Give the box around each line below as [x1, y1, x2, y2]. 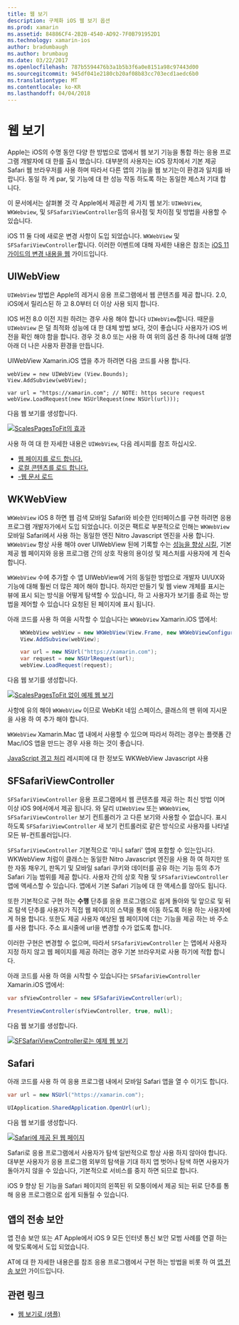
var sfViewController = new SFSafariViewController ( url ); [7, 994, 183, 1002]
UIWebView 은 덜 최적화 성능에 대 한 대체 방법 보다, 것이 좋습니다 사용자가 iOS [7, 323, 221, 332]
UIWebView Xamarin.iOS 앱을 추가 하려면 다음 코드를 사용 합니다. [7, 356, 191, 364]
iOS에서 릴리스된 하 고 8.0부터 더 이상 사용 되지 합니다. [7, 299, 160, 307]
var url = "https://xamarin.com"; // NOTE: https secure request [7, 389, 205, 397]
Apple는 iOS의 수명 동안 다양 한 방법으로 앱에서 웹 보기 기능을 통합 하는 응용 [7, 148, 218, 157]
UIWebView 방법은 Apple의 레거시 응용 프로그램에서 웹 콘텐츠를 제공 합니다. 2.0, [7, 290, 227, 299]
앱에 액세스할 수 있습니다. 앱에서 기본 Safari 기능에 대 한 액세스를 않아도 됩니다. [7, 881, 228, 890]
